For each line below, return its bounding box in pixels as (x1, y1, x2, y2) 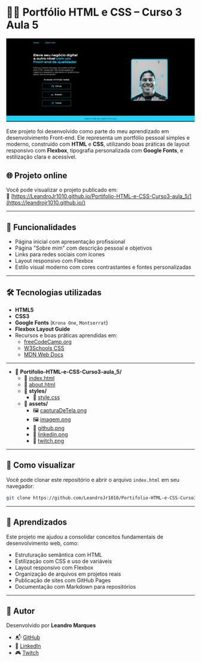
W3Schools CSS (23, 345, 65, 352)
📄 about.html (23, 381, 56, 388)
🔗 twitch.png (32, 438, 65, 445)
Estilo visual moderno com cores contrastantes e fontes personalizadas (14, 263, 191, 271)
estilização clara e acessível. (6, 153, 77, 160)
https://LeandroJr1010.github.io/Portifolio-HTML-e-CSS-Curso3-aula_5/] (13, 193, 192, 200)
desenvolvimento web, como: (6, 540, 79, 547)
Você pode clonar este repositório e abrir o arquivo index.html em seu (6, 476, 179, 483)
